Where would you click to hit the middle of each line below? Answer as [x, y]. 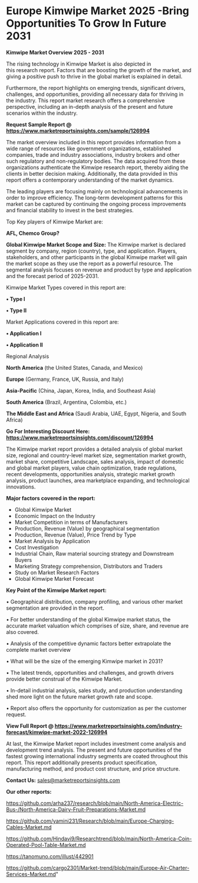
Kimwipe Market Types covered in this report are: [66, 287]
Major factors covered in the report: [51, 498]
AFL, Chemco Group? [33, 233]
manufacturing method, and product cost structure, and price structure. [93, 769]
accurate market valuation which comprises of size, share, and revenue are [98, 626]
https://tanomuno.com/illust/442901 [50, 856]
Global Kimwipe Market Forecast [54, 578]
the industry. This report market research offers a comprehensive [85, 100]
